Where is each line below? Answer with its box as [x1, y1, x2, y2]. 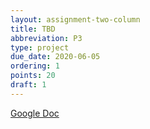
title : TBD [10, 24, 56, 34]
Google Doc [10, 107, 60, 119]
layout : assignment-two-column [10, 14, 141, 25]
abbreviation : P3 [10, 33, 83, 43]
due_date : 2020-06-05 [10, 52, 101, 62]
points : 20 [10, 71, 56, 81]
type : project [10, 42, 70, 53]
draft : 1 [10, 80, 47, 90]
